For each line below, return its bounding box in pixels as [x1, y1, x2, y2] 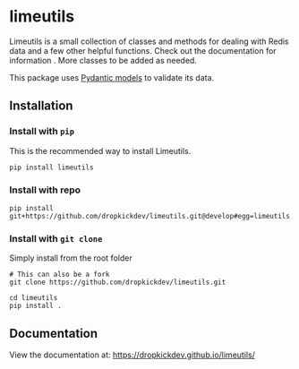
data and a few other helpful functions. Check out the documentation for [9, 45, 277, 56]
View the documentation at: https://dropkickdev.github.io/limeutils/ [9, 349, 255, 360]
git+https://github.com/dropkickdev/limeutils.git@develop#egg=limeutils [9, 211, 291, 220]
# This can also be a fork [9, 270, 110, 279]
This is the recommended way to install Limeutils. [9, 145, 192, 156]
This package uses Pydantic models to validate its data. [9, 72, 215, 82]
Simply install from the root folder [9, 253, 132, 263]
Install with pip [9, 125, 74, 138]
